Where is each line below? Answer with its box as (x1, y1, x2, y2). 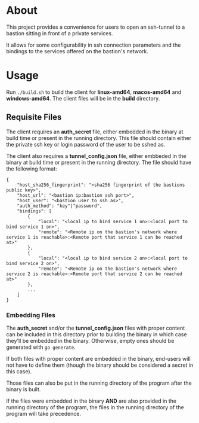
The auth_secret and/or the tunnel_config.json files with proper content (6, 324, 185, 331)
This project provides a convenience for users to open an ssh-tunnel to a (6, 23, 185, 31)
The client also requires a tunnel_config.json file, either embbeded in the (6, 152, 186, 159)
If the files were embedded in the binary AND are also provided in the (6, 397, 177, 404)
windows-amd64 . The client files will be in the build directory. (6, 95, 160, 102)
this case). (6, 367, 32, 375)
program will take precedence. (6, 410, 82, 417)
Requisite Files (6, 112, 62, 123)
